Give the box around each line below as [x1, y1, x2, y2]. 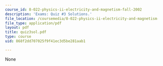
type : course [5, 34, 32, 39]
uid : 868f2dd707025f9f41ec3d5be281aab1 [5, 39, 86, 44]
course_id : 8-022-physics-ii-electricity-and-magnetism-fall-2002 [5, 7, 142, 12]
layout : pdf [5, 25, 29, 30]
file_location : [5, 16, 36, 21]
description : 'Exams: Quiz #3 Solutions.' [5, 12, 92, 16]
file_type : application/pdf [5, 20, 62, 26]
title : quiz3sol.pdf [5, 30, 47, 34]
